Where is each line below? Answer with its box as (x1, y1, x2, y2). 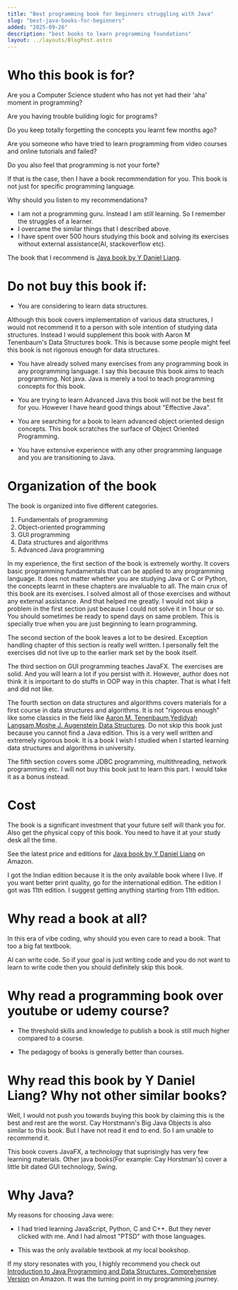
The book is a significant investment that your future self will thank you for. (7, 821, 225, 829)
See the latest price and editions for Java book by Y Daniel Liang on (7, 849, 205, 858)
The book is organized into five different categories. (7, 501, 159, 510)
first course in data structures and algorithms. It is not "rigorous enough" (7, 706, 220, 714)
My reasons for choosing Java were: (7, 1211, 114, 1219)
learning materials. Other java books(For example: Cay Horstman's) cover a (7, 1155, 227, 1163)
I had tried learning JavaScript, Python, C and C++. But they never (17, 1224, 211, 1233)
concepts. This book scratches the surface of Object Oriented (17, 425, 199, 433)
